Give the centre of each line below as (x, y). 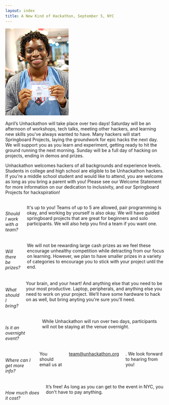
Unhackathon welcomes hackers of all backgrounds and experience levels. (83, 165)
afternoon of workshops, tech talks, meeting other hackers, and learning (81, 128)
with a (12, 224)
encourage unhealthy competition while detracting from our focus (96, 251)
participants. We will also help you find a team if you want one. (92, 223)
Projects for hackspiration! (33, 192)
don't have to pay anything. (74, 392)
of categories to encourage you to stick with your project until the (95, 261)
